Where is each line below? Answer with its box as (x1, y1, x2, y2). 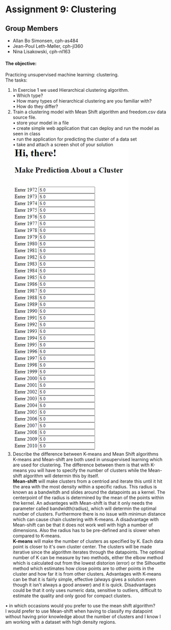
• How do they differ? (12, 104, 58, 110)
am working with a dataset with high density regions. (5, 619, 116, 625)
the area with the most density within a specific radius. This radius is (12, 484, 157, 490)
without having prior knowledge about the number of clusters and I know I (5, 614, 161, 620)
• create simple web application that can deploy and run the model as (12, 125, 160, 131)
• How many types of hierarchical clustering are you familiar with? (12, 98, 152, 104)
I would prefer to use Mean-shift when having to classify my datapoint (5, 608, 153, 614)
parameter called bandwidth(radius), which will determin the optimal (12, 505, 157, 511)
